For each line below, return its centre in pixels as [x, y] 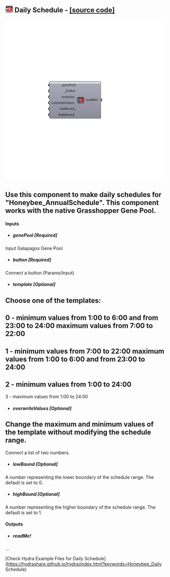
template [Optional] [34, 284]
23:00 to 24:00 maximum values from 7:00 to [79, 326]
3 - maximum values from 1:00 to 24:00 [47, 397]
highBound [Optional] [36, 494]
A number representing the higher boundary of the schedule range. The [81, 507]
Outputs [14, 524]
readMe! [22, 536]
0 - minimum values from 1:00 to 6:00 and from [82, 318]
